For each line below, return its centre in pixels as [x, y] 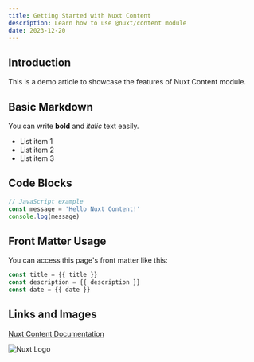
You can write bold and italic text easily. [74, 126]
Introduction [40, 62]
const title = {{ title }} [53, 275]
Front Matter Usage [57, 241]
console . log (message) [44, 216]
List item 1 [36, 141]
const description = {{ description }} [74, 282]
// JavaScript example [46, 201]
